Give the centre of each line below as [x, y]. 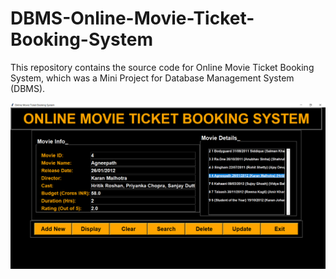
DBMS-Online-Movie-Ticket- [132, 18]
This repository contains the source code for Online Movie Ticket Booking [162, 67]
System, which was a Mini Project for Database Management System [152, 78]
